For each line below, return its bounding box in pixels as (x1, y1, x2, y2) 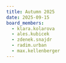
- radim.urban (11, 43, 47, 49)
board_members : (6, 20, 44, 26)
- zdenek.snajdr (11, 37, 52, 43)
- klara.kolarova (11, 25, 55, 32)
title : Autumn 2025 (6, 8, 55, 15)
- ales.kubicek (11, 31, 50, 37)
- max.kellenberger (11, 48, 61, 54)
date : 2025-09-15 (6, 14, 50, 20)
